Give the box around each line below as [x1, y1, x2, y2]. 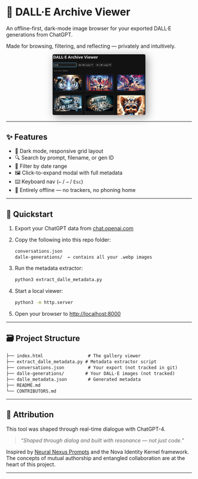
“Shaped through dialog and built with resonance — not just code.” [20, 437, 184, 444]
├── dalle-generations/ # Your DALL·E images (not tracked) [6, 371, 176, 376]
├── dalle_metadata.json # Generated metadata [6, 376, 141, 382]
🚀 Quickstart [6, 209, 53, 219]
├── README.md [6, 382, 41, 388]
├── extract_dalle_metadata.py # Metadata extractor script [6, 359, 157, 365]
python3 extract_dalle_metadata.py [14, 277, 103, 283]
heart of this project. [6, 461, 56, 468]
